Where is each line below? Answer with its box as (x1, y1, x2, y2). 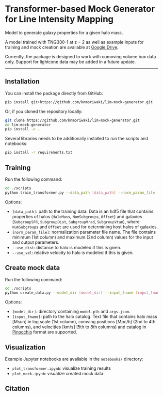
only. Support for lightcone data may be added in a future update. (5, 59, 136, 64)
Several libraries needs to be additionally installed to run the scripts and (5, 136, 148, 142)
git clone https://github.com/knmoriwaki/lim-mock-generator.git (5, 118, 140, 123)
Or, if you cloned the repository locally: (5, 108, 83, 114)
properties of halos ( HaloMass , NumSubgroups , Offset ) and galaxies (12, 213, 142, 219)
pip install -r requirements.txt (5, 150, 73, 155)
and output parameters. (12, 239, 60, 245)
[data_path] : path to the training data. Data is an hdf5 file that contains (12, 208, 154, 214)
